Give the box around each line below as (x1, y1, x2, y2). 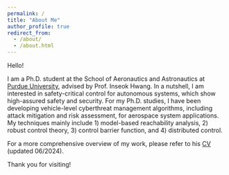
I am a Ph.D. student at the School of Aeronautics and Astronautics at (7, 75, 205, 83)
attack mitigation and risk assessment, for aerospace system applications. (7, 111, 219, 120)
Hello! (7, 62, 24, 69)
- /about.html (13, 42, 54, 49)
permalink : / (7, 10, 45, 17)
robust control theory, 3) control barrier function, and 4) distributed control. (7, 126, 223, 134)
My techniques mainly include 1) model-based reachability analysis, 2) (7, 119, 208, 127)
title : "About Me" (7, 17, 60, 24)
